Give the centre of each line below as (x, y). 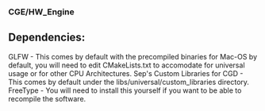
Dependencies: (47, 38)
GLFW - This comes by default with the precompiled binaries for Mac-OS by (133, 56)
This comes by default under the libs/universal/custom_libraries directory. (129, 82)
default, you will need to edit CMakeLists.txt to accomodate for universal (127, 65)
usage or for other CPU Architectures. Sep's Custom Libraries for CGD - (126, 73)
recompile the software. (47, 98)
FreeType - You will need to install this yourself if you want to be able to (125, 90)
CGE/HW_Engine (42, 12)
